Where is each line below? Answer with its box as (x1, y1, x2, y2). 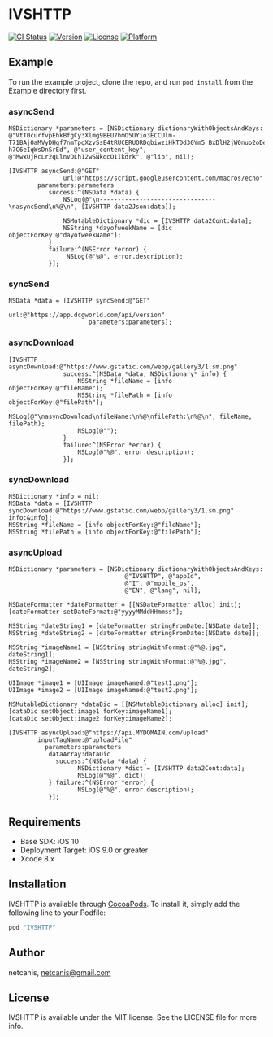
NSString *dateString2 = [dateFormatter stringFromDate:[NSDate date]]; (8, 630, 260, 638)
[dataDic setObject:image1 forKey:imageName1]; (8, 708, 173, 716)
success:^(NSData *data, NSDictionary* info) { (63, 369, 227, 378)
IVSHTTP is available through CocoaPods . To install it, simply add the (8, 899, 240, 908)
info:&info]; (8, 513, 53, 521)
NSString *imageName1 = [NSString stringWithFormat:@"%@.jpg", (8, 643, 227, 651)
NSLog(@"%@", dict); (77, 772, 148, 780)
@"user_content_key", (73, 146, 148, 155)
